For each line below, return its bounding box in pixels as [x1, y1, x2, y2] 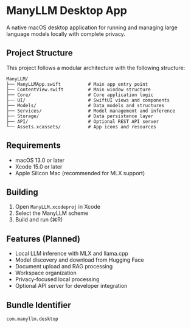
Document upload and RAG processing [15, 263, 113, 270]
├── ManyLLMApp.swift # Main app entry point [6, 81, 148, 87]
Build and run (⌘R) [15, 216, 63, 223]
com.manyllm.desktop [6, 316, 59, 322]
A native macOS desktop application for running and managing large [6, 24, 178, 31]
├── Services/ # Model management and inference [6, 108, 175, 114]
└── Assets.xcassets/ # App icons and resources [6, 124, 156, 130]
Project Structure [6, 48, 73, 58]
